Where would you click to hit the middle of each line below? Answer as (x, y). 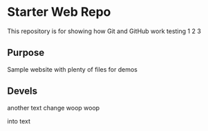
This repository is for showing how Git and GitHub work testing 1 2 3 (104, 31)
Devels (22, 91)
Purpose (26, 53)
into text (19, 121)
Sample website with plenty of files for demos (73, 69)
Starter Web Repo (59, 12)
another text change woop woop (54, 108)
